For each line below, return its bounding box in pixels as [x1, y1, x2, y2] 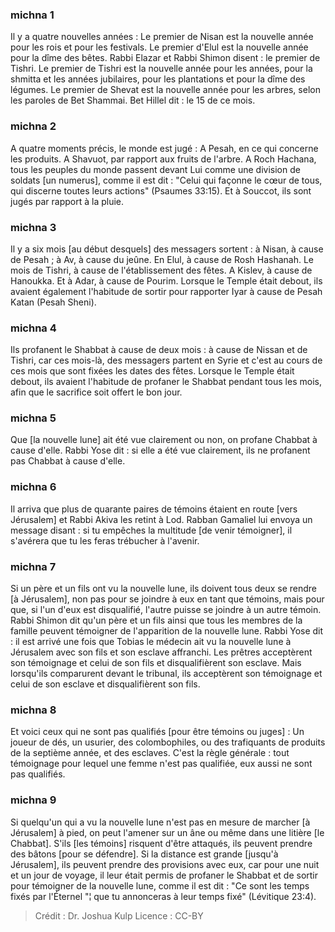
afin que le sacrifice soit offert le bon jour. [10, 386, 183, 398]
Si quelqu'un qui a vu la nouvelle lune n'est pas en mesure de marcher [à [10, 816, 311, 828]
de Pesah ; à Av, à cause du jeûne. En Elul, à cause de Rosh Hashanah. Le [10, 253, 315, 265]
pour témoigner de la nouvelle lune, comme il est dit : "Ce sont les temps [10, 879, 310, 892]
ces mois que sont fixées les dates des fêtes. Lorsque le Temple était [10, 365, 295, 377]
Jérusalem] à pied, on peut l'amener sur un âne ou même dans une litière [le [10, 826, 325, 838]
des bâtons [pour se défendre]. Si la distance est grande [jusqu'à [10, 848, 279, 860]
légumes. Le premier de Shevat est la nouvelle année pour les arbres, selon [10, 84, 321, 96]
